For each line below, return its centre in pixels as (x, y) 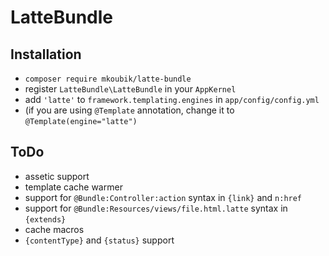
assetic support (57, 176)
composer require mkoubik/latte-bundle (108, 79)
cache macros (54, 229)
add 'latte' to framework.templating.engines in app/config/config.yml (172, 99)
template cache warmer (73, 187)
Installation (46, 54)
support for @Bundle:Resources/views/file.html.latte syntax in (156, 208)
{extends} (45, 219)
